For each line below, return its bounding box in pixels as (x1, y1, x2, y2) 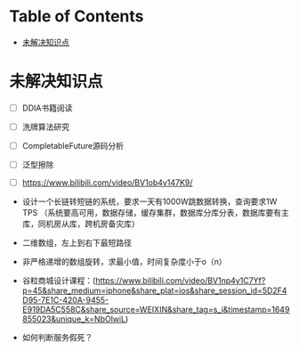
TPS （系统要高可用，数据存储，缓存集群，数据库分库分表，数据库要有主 (21, 208, 289, 218)
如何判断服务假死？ (21, 332, 93, 343)
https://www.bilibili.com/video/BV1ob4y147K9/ (21, 177, 193, 188)
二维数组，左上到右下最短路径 (21, 238, 132, 249)
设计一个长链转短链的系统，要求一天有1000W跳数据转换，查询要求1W (21, 196, 278, 207)
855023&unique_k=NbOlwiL (21, 314, 126, 324)
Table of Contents (9, 6, 144, 27)
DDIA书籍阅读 (21, 102, 73, 113)
